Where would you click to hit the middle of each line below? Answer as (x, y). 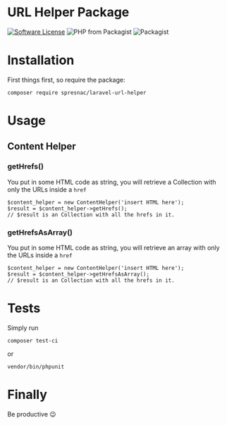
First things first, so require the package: (66, 80)
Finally (27, 395)
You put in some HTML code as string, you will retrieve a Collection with (112, 182)
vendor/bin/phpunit (36, 367)
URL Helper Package (68, 12)
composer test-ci (33, 340)
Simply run (23, 328)
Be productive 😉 (32, 414)
